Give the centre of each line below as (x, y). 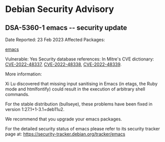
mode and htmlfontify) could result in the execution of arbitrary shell (75, 89)
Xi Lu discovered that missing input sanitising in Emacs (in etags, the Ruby (82, 84)
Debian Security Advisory (60, 9)
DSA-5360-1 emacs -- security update (66, 28)
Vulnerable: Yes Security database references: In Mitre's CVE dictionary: (80, 59)
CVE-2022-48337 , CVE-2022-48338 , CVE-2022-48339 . (64, 64)
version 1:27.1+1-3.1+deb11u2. (35, 109)
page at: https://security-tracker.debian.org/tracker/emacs (65, 134)
